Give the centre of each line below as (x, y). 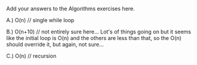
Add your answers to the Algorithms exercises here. (71, 9)
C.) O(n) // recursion (31, 56)
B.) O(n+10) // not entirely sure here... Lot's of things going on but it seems (99, 32)
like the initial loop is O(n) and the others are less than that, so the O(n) (94, 38)
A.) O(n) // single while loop (40, 20)
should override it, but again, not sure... (55, 44)
